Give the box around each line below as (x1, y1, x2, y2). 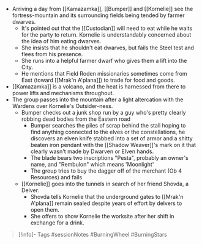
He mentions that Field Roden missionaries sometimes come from (21, 70, 188, 77)
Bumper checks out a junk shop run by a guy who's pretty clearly (21, 109, 186, 116)
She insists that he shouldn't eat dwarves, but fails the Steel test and (21, 44, 195, 51)
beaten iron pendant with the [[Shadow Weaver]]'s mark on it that (30, 142, 196, 148)
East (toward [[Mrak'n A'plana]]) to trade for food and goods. (21, 76, 175, 84)
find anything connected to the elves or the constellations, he (30, 128, 185, 135)
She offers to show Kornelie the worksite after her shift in (30, 213, 174, 220)
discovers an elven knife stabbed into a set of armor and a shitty (30, 135, 193, 142)
